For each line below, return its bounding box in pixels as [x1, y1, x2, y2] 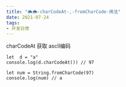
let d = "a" [6, 54, 39, 60]
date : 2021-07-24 [6, 14, 49, 20]
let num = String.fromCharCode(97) [6, 70, 94, 76]
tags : [6, 20, 20, 26]
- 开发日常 [6, 25, 30, 32]
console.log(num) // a [6, 75, 62, 81]
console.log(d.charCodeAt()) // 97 [6, 60, 94, 66]
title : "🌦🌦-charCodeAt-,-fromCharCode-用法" [6, 8, 121, 15]
